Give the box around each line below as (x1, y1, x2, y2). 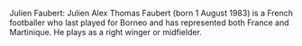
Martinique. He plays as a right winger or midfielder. (9, 27, 203, 37)
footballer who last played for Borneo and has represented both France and (9, 17, 290, 28)
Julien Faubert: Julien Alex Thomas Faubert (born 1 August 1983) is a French (9, 8, 294, 18)
